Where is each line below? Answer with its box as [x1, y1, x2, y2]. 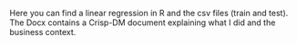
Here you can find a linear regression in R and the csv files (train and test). [9, 8, 289, 18]
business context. [9, 27, 77, 37]
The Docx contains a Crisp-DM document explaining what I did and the [9, 17, 276, 28]
